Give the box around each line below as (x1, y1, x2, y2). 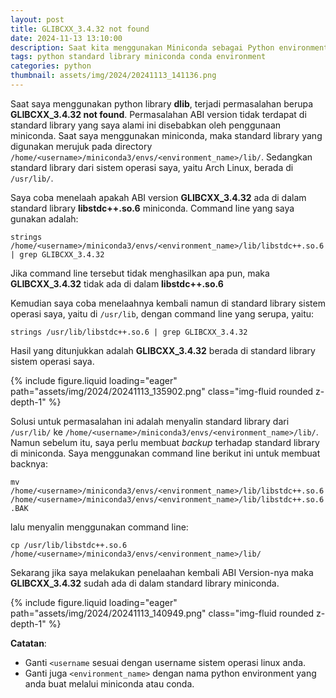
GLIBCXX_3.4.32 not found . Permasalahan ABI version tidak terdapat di (10, 108, 307, 120)
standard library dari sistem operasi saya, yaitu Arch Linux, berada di (10, 161, 294, 173)
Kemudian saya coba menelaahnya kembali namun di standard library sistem (10, 297, 326, 309)
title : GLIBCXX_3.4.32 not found (10, 24, 150, 34)
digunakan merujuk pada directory (10, 140, 153, 152)
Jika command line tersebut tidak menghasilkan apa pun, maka (10, 267, 270, 279)
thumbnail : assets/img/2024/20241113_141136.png (10, 71, 217, 81)
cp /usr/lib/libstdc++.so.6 (10, 540, 128, 550)
